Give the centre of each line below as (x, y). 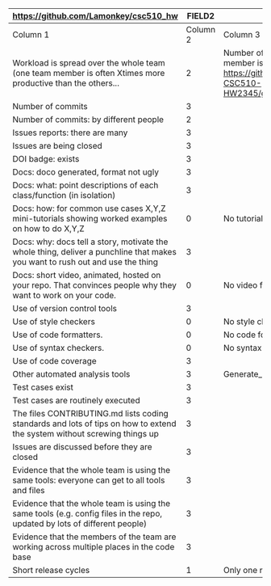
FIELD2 (201, 16)
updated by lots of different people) (80, 523)
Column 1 (31, 34)
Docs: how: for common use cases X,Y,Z (90, 208)
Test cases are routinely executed (76, 401)
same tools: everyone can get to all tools (89, 480)
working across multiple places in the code (94, 547)
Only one (240, 570)
